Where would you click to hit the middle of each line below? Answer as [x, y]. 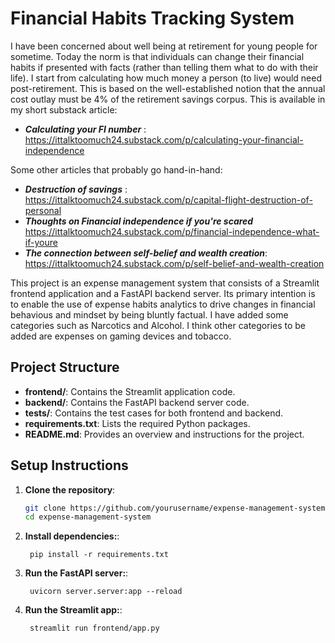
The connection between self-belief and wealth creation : [146, 253]
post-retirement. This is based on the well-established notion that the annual [168, 88]
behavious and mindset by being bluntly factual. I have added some [149, 314]
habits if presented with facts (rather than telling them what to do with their [164, 67]
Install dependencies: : [72, 536]
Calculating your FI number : [85, 129]
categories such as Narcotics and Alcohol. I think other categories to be [158, 325]
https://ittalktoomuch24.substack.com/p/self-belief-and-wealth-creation [174, 263]
